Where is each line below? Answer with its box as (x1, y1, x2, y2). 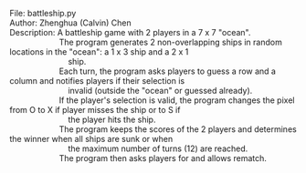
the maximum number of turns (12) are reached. (68, 143, 248, 154)
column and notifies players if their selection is (9, 76, 185, 86)
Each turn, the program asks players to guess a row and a (58, 66, 277, 76)
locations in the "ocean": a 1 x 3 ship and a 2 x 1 (9, 46, 189, 57)
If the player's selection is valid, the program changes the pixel (58, 95, 295, 106)
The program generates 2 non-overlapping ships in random (58, 36, 283, 47)
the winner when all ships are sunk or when (9, 134, 174, 144)
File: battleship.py (9, 8, 77, 18)
